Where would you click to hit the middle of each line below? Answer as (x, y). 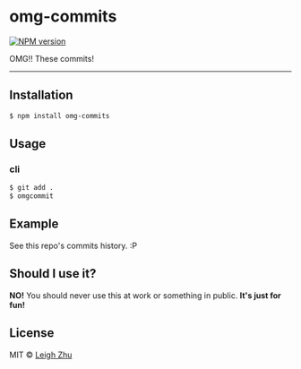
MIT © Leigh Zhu (41, 355)
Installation (41, 95)
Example (34, 224)
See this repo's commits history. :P (73, 245)
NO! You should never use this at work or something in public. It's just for (146, 295)
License (32, 333)
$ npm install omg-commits (60, 116)
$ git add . (31, 188)
